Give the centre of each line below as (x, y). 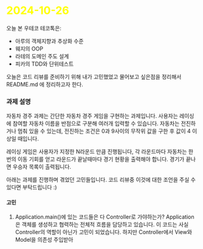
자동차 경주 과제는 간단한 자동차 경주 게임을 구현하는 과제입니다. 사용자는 (92, 116)
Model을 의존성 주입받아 (44, 240)
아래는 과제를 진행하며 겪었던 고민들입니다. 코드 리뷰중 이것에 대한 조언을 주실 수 (101, 180)
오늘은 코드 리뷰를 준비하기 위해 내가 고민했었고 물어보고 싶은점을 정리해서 (94, 77)
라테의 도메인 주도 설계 (42, 56)
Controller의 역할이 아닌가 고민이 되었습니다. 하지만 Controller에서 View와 (104, 232)
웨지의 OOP (29, 49)
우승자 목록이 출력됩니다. (42, 167)
